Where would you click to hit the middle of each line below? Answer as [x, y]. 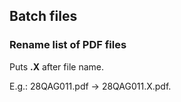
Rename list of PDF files [68, 45]
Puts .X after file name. [56, 66]
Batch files [43, 16]
